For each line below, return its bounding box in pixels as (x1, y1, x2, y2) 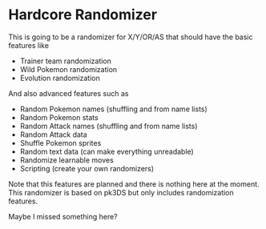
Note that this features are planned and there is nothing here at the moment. (8, 179, 260, 189)
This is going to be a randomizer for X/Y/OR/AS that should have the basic (8, 32, 254, 42)
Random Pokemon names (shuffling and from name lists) (19, 104, 208, 114)
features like (8, 40, 50, 50)
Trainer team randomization (19, 56, 112, 66)
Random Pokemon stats (19, 112, 99, 122)
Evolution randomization (19, 73, 100, 82)
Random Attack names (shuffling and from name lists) (19, 121, 198, 131)
